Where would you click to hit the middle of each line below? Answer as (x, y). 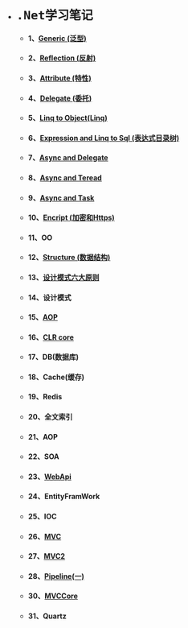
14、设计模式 (50, 297)
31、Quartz (47, 616)
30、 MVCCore (53, 596)
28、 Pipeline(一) (56, 576)
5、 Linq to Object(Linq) (67, 118)
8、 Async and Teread (65, 177)
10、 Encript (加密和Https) (71, 217)
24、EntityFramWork (64, 497)
